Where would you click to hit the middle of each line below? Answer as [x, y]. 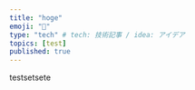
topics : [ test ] [38, 43]
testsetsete [30, 77]
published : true [40, 52]
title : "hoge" [36, 18]
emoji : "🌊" [30, 26]
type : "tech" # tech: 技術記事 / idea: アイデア [97, 35]
